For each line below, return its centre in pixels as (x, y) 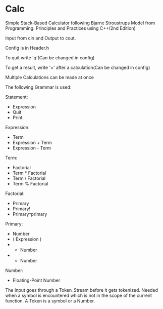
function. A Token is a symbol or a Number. (50, 301)
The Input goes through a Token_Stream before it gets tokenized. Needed (82, 290)
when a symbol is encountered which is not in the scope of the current (79, 295)
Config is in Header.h (27, 48)
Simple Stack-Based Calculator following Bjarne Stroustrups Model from (80, 23)
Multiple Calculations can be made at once (50, 77)
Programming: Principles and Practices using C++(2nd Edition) (71, 28)
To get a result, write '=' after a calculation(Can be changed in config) (78, 67)
